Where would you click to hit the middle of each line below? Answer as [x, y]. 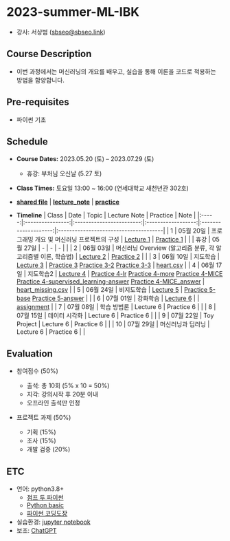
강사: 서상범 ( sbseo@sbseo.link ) [61, 32]
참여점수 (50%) [37, 371]
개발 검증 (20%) [48, 449]
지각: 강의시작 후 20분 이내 [62, 394]
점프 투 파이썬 [45, 497]
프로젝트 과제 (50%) [44, 418]
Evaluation [30, 353]
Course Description [49, 54]
